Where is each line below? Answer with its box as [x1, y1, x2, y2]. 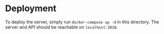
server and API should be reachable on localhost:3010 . [5, 24, 118, 30]
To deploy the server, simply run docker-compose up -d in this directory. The [5, 19, 160, 25]
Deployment [5, 3, 57, 14]
